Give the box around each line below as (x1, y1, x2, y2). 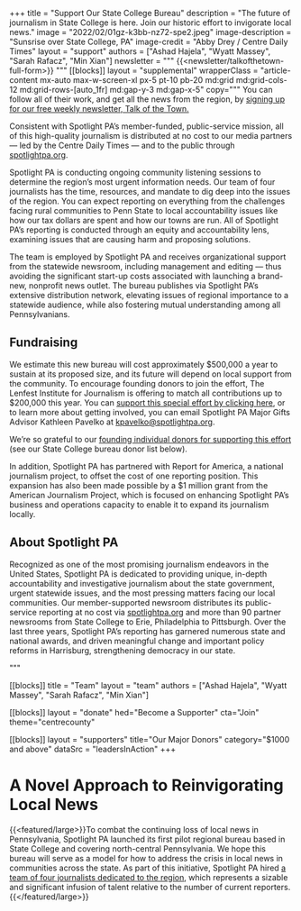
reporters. (253, 881, 291, 892)
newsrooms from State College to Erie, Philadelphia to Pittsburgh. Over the (9, 616, 287, 627)
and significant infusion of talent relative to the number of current (9, 881, 252, 892)
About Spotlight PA (9, 535, 119, 551)
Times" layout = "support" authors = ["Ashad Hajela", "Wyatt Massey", (9, 46, 271, 57)
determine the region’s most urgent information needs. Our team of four (9, 177, 276, 187)
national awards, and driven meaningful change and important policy (9, 635, 265, 646)
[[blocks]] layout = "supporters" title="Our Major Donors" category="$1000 (9, 733, 290, 744)
